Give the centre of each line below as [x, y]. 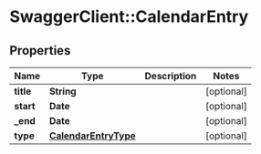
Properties [40, 51]
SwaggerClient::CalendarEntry [129, 17]
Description [171, 76]
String [63, 91]
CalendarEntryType [93, 136]
